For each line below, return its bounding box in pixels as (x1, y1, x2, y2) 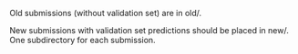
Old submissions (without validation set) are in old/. (9, 8, 202, 18)
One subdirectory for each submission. (9, 35, 157, 45)
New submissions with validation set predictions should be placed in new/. (9, 25, 289, 35)
